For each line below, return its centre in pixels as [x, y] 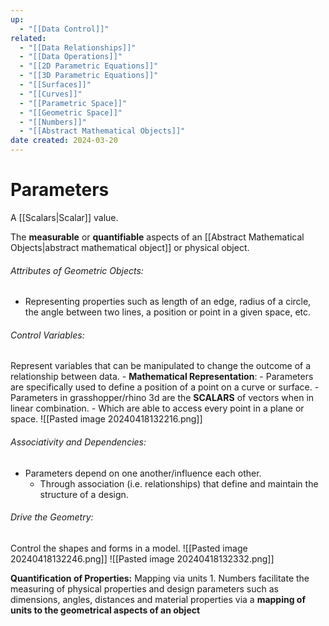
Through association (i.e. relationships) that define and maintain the [179, 483]
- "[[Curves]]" [51, 94]
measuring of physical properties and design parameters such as [144, 588]
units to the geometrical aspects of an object [105, 610]
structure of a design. [84, 494]
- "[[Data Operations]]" [71, 57]
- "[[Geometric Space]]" [71, 112]
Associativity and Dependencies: [78, 442]
